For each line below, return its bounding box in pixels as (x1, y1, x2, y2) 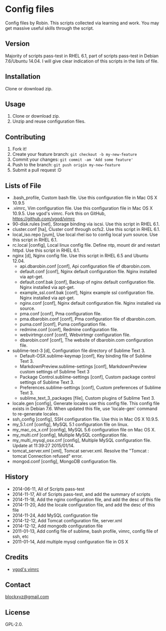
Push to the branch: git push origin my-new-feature (12, 162, 120, 168)
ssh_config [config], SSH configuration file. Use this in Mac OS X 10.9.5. (12, 416, 159, 422)
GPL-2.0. (5, 622, 23, 628)
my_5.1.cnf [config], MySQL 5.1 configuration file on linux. (12, 421, 129, 427)
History (5, 473, 29, 481)
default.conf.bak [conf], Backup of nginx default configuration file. (19, 279, 155, 285)
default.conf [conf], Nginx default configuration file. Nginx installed (19, 269, 157, 274)
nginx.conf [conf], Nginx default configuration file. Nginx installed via (19, 300, 161, 306)
